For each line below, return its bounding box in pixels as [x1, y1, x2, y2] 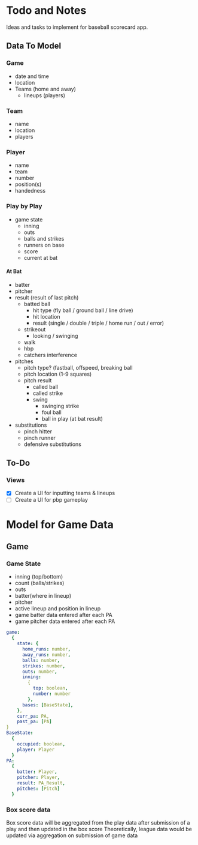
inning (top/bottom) [14, 573, 63, 580]
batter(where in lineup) [14, 592, 72, 600]
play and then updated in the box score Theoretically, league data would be [6, 825, 193, 832]
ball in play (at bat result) [41, 415, 103, 422]
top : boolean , [32, 685, 68, 691]
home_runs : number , [22, 646, 71, 652]
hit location [32, 313, 60, 320]
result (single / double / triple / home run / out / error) [32, 319, 165, 326]
